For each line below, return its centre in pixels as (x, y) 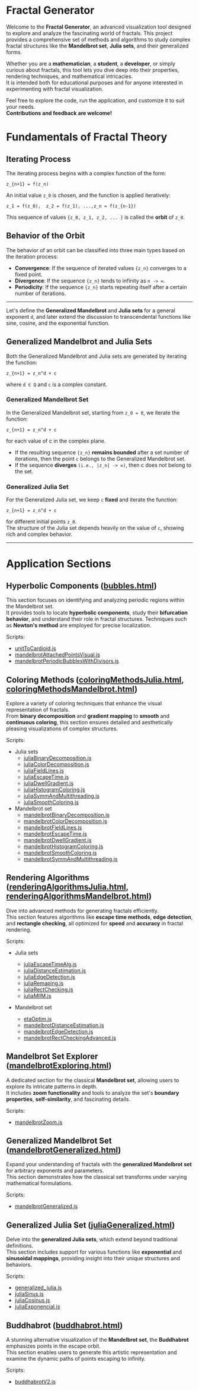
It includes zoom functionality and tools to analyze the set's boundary (93, 1092)
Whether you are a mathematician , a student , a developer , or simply (91, 64)
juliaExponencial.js (37, 1307)
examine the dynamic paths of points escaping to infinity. (76, 1359)
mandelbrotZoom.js (38, 1122)
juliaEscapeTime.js (46, 777)
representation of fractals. (38, 709)
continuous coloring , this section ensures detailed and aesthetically (89, 722)
